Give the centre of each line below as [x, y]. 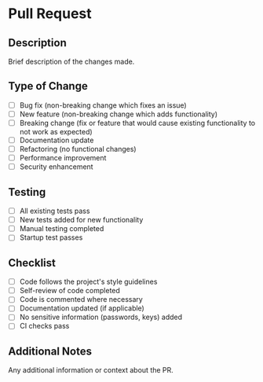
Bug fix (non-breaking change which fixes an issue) [103, 105]
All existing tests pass [55, 211]
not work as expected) [56, 132]
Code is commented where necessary [81, 299]
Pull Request [50, 14]
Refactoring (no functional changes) [78, 149]
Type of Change [48, 86]
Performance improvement [63, 158]
